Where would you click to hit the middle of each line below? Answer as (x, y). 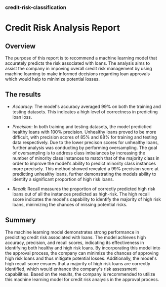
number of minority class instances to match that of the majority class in (86, 158)
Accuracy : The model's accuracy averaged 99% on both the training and (86, 106)
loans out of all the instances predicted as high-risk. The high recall (81, 194)
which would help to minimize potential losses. (52, 79)
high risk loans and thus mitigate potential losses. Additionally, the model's (81, 258)
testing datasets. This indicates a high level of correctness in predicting (85, 112)
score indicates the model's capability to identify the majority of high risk (86, 199)
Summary (21, 220)
